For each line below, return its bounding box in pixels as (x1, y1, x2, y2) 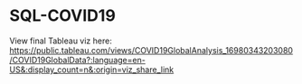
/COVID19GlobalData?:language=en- (9, 54, 146, 65)
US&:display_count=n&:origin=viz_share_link (9, 64, 175, 75)
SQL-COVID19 (9, 5, 116, 26)
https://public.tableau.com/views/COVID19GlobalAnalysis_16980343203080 (9, 44, 294, 55)
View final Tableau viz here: (9, 35, 113, 46)
